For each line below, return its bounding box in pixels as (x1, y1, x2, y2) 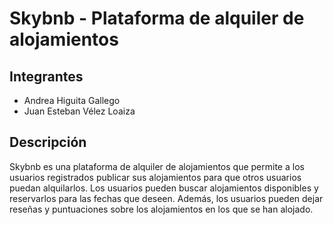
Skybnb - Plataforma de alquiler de (9, 7, 305, 30)
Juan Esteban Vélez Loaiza (23, 105, 136, 117)
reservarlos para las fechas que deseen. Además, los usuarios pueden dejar (9, 192, 324, 204)
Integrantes (9, 68, 84, 85)
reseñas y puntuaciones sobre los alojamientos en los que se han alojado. (9, 203, 314, 215)
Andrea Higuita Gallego (23, 95, 121, 106)
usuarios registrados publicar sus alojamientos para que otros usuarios (9, 171, 302, 183)
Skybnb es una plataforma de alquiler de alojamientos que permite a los (9, 160, 305, 172)
